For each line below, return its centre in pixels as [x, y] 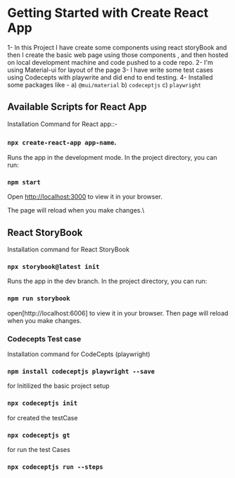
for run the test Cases [39, 449]
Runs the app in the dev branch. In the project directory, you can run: [107, 281]
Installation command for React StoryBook [69, 250]
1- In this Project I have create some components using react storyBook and [117, 47]
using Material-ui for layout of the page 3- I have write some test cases [110, 70]
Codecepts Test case [44, 339]
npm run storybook [39, 298]
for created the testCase [43, 417]
